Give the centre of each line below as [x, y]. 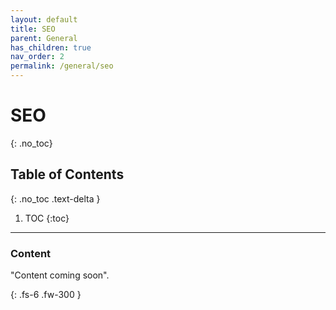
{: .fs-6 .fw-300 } [46, 295]
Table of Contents [67, 174]
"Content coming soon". [60, 275]
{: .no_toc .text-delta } [55, 198]
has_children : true [51, 47]
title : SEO [33, 29]
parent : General [44, 38]
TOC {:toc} [47, 218]
